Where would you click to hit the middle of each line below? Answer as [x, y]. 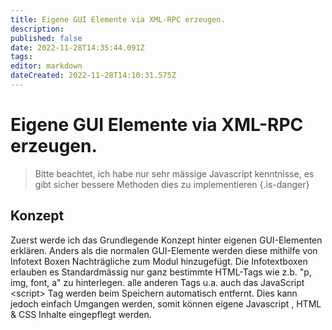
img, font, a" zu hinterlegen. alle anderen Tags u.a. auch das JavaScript [157, 282]
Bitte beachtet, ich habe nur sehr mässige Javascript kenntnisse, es [174, 173]
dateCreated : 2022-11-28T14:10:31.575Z [93, 76]
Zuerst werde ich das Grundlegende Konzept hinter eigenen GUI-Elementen [166, 240]
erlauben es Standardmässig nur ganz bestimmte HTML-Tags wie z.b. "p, [161, 272]
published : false [46, 38]
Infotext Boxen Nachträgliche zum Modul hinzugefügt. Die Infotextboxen [159, 261]
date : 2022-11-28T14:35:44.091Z [77, 47]
